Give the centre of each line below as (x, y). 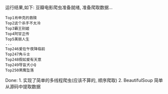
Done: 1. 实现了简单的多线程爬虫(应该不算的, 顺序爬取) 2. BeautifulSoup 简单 (84, 80)
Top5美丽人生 (17, 39)
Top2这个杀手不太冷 (23, 23)
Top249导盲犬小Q (21, 65)
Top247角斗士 (18, 54)
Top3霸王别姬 (17, 29)
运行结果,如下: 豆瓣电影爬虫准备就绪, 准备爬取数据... (59, 7)
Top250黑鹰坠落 (20, 70)
